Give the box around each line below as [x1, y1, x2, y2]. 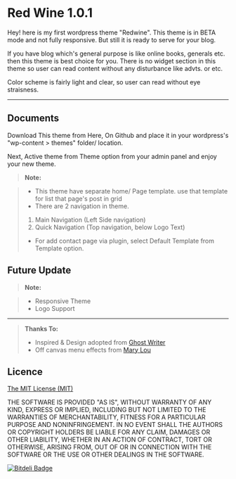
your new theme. [7, 160, 56, 168]
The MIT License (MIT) [7, 385, 74, 393]
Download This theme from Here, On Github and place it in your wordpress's [7, 131, 229, 139]
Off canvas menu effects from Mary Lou [34, 345, 151, 354]
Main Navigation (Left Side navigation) [34, 215, 146, 224]
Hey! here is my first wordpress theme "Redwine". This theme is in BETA [7, 28, 216, 37]
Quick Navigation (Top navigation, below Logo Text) [34, 223, 185, 231]
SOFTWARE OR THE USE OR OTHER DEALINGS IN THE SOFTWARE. [7, 450, 204, 459]
